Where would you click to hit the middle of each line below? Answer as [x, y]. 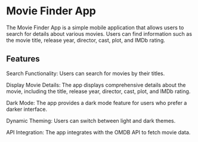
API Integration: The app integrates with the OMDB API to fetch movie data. [98, 132]
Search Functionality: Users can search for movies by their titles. [86, 73]
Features [23, 59]
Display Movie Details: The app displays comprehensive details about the [96, 85]
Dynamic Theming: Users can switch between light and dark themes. [91, 121]
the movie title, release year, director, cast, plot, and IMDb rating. [86, 40]
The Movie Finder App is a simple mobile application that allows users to [95, 27]
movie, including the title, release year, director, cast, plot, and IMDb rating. [98, 91]
